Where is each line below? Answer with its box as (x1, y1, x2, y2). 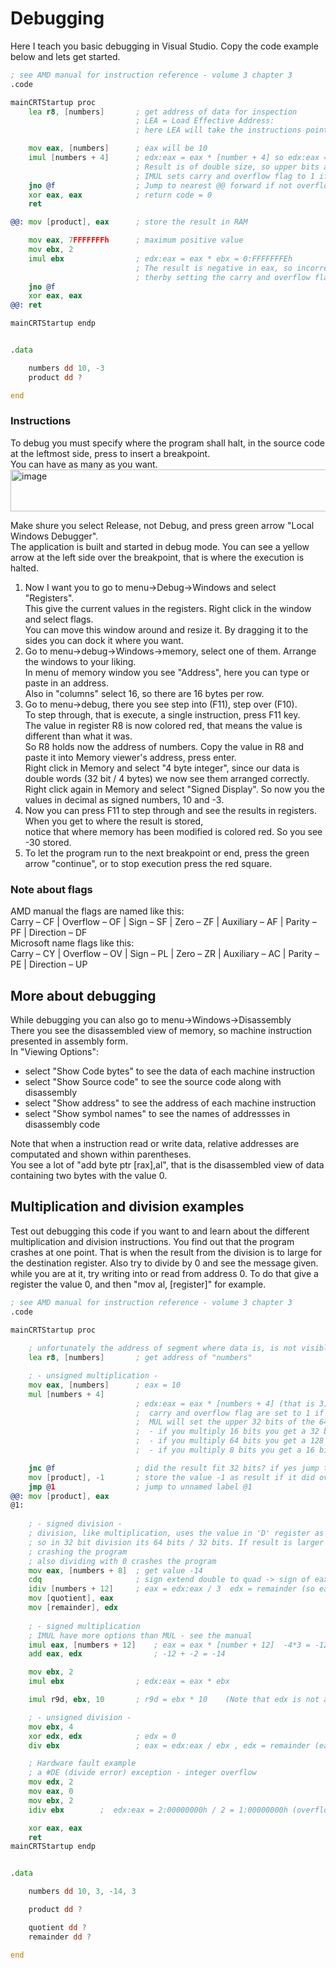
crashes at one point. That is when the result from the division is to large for (10, 1246, 323, 1258)
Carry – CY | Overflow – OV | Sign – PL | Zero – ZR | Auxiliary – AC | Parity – (10, 948, 320, 960)
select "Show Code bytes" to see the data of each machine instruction (24, 1065, 315, 1077)
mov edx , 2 (28, 1777, 74, 1787)
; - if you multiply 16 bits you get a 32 (135, 1427, 320, 1437)
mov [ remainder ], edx (28, 1603, 118, 1613)
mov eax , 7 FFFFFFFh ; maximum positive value (28, 235, 244, 246)
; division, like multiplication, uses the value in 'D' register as (28, 1528, 325, 1539)
